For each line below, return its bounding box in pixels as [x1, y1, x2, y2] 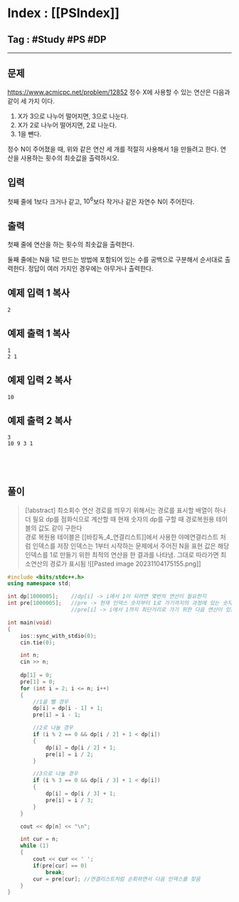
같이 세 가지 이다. [7, 96, 55, 105]
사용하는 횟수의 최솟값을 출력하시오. [20, 153, 119, 162]
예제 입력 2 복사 [7, 374, 73, 386]
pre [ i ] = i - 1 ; [33, 711, 81, 719]
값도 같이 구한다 [38, 524, 83, 532]
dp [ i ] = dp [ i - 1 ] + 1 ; [33, 705, 103, 712]
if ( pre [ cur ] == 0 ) [33, 862, 87, 869]
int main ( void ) [7, 618, 53, 626]
